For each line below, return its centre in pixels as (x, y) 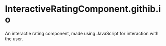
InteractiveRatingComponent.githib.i (83, 9)
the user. (14, 39)
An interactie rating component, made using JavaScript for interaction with (82, 33)
